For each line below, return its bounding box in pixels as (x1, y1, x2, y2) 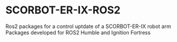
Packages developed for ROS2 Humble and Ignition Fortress (5, 29, 151, 36)
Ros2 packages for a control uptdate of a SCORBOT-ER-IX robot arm (5, 23, 171, 30)
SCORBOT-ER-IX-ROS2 (5, 3, 121, 17)
